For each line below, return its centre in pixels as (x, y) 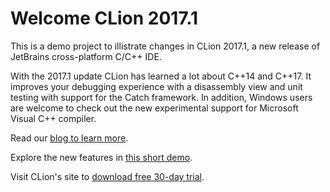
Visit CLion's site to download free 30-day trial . (107, 176)
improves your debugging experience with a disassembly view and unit (156, 86)
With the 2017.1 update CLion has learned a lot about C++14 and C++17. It (161, 76)
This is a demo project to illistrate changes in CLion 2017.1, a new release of (165, 46)
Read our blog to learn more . (69, 138)
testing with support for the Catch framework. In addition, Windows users (161, 97)
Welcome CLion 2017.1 (104, 18)
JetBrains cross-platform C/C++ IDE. (86, 56)
